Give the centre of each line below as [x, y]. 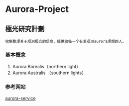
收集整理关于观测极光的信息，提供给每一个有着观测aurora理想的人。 [65, 41]
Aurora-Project [37, 9]
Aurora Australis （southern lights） [49, 73]
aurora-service [20, 98]
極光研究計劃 [25, 29]
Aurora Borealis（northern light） [47, 67]
